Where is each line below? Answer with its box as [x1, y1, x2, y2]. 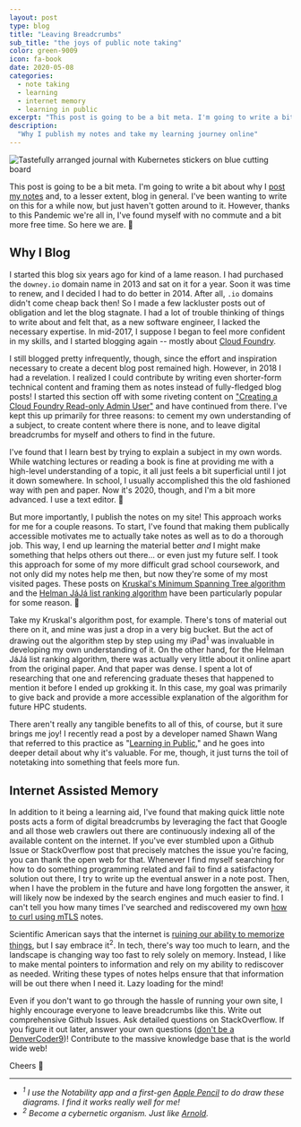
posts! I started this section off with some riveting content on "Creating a [9, 391, 278, 401]
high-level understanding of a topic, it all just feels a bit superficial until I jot [9, 465, 287, 476]
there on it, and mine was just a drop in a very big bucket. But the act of [9, 624, 273, 634]
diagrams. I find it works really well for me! [21, 1097, 181, 1107]
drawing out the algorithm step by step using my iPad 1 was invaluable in [9, 633, 275, 646]
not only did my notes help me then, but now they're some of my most [9, 568, 269, 579]
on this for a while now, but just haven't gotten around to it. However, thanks [9, 200, 290, 211]
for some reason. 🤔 [9, 597, 80, 607]
